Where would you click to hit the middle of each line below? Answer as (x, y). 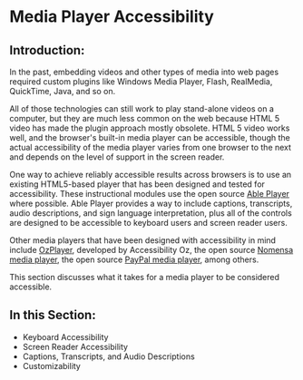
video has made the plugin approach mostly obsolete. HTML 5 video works (150, 128)
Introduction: (47, 50)
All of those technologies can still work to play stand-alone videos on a (142, 109)
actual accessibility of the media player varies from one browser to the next (151, 147)
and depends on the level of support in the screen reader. (117, 157)
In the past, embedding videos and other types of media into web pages (144, 72)
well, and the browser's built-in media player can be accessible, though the (150, 137)
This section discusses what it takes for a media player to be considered (144, 277)
